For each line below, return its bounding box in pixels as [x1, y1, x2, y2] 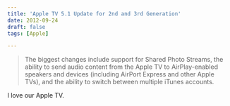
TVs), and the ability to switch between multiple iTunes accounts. [24, 78, 214, 86]
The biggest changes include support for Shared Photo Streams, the [24, 55, 224, 64]
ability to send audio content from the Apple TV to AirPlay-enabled [24, 62, 219, 71]
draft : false [7, 23, 46, 30]
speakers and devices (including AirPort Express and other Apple [24, 70, 215, 79]
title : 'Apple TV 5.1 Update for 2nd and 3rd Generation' [7, 10, 181, 18]
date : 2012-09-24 [7, 17, 59, 24]
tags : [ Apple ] [7, 29, 49, 37]
